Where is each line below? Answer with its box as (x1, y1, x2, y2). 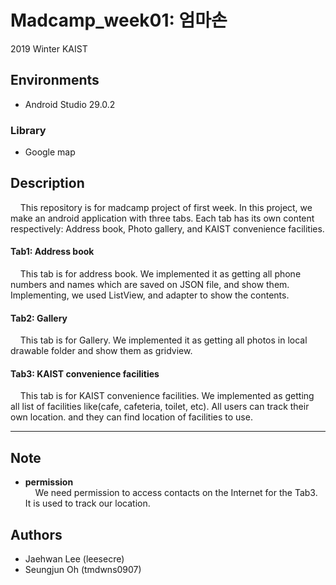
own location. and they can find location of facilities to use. (10, 411, 253, 423)
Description (10, 175, 85, 192)
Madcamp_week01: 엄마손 (10, 9, 228, 32)
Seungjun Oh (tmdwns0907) (24, 564, 142, 576)
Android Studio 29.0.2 (24, 98, 116, 110)
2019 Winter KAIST (10, 42, 88, 55)
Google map (24, 146, 76, 158)
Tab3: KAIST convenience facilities (10, 367, 160, 380)
